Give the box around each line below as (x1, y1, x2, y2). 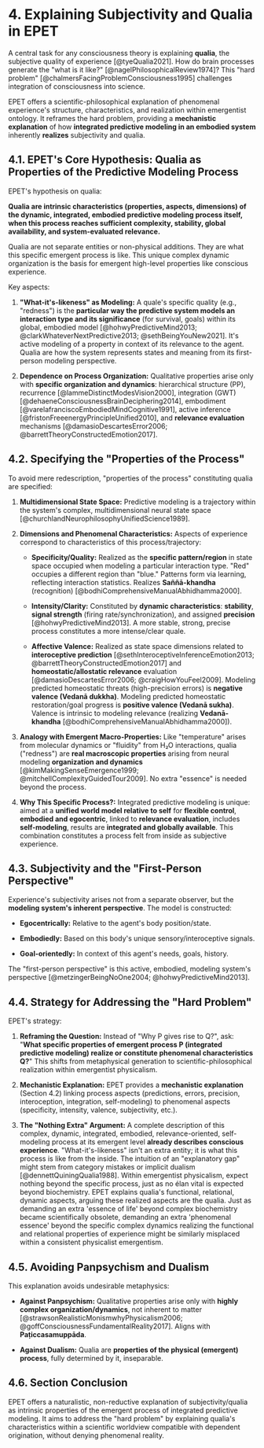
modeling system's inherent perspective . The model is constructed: (8, 903, 232, 913)
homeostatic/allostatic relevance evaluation (31, 666, 178, 676)
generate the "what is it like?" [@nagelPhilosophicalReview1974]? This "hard (8, 64, 255, 74)
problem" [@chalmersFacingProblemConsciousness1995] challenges (8, 73, 233, 83)
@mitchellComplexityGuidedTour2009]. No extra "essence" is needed (19, 773, 247, 783)
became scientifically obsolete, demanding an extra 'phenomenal (19, 1213, 232, 1222)
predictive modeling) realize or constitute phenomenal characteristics (19, 1048, 254, 1058)
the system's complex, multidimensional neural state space (19, 505, 212, 514)
